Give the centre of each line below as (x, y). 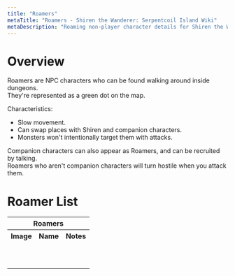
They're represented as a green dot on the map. (76, 96)
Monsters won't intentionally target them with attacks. (95, 138)
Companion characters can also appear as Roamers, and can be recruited (114, 151)
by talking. (22, 159)
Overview (36, 61)
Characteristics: (30, 109)
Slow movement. (42, 122)
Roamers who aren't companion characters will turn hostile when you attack (117, 166)
